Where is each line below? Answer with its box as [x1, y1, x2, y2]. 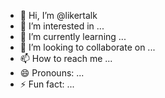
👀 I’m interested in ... [19, 20, 105, 32]
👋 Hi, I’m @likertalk [19, 10, 98, 21]
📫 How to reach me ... [19, 53, 113, 64]
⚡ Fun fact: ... [19, 78, 75, 90]
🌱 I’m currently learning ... [19, 31, 127, 42]
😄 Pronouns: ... [19, 67, 85, 79]
